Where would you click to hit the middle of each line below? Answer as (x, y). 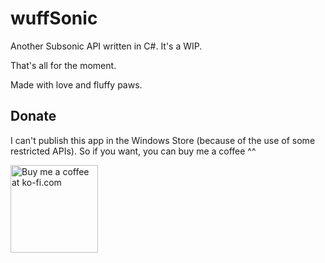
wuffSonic (54, 18)
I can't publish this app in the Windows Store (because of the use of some (163, 140)
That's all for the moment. (63, 65)
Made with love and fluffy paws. (76, 84)
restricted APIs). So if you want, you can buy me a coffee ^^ (133, 151)
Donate (33, 116)
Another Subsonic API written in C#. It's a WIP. (106, 46)
